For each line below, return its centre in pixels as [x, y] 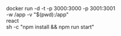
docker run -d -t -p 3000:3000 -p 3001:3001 [61, 8]
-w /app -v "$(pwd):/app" [38, 15]
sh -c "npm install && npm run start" [50, 27]
